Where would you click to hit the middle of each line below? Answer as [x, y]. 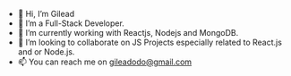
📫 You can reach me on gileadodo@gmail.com [105, 62]
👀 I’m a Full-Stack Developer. [71, 23]
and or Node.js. [46, 52]
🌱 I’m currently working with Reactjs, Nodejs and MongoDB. [128, 33]
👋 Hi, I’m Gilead [46, 14]
